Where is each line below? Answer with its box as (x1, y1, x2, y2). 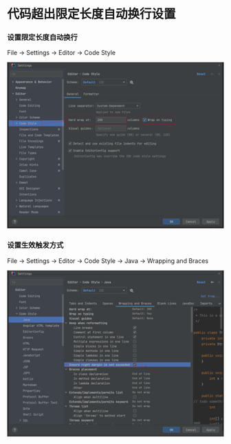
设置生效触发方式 (7, 240, 64, 250)
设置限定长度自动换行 (7, 32, 78, 42)
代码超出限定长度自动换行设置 (7, 6, 177, 22)
